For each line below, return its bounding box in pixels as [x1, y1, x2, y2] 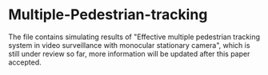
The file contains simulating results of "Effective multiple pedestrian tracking [8, 32, 261, 41]
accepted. [8, 57, 42, 67]
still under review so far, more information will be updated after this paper [8, 49, 250, 58]
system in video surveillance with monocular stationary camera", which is [8, 40, 250, 49]
